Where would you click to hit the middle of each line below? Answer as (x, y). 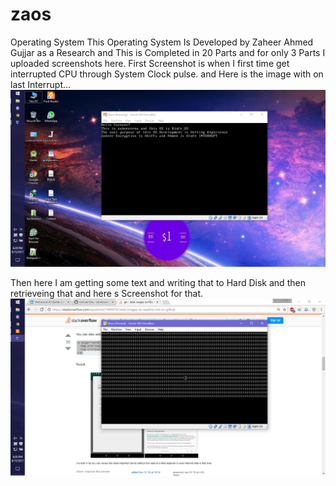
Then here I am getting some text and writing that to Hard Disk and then (158, 282)
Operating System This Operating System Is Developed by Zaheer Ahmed (162, 42)
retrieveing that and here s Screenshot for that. (107, 293)
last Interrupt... (41, 84)
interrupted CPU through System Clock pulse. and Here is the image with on (167, 74)
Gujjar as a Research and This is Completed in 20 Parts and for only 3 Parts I (168, 52)
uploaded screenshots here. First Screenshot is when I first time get (150, 63)
